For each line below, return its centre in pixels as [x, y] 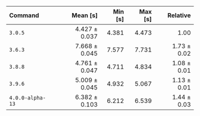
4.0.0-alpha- [28, 98]
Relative [179, 15]
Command [24, 15]
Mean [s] [85, 15]
